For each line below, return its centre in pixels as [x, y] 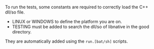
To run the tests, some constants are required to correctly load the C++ [77, 7]
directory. [22, 32]
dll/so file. [15, 12]
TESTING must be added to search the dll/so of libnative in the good [81, 27]
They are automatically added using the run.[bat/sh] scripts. [67, 41]
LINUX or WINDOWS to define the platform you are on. [67, 22]
